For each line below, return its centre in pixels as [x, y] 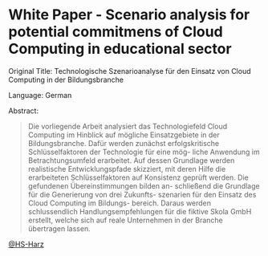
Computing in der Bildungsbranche [66, 79]
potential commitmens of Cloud [116, 32]
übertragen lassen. [59, 228]
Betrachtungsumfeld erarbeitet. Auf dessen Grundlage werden [131, 160]
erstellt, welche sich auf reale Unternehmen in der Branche [125, 220]
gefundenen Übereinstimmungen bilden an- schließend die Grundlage [144, 185]
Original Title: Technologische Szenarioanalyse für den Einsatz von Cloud [130, 71]
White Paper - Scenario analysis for [129, 15]
